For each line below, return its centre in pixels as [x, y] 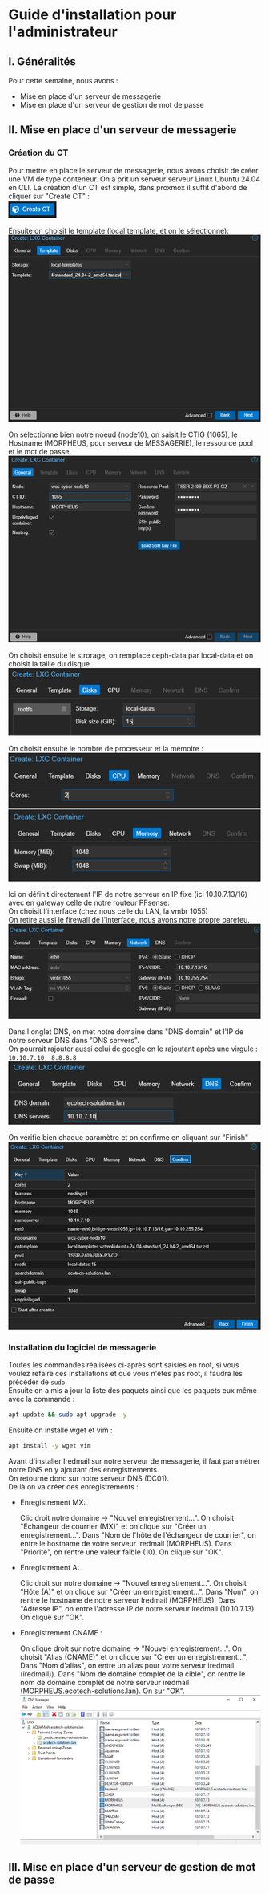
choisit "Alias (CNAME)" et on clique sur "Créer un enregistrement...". [134, 1657]
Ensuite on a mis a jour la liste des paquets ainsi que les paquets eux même [133, 1391]
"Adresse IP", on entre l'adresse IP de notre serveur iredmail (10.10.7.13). [138, 1609]
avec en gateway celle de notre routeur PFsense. [89, 902]
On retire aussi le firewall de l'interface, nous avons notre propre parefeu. [129, 919]
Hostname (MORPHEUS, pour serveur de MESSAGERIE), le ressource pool [131, 443]
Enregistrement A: [50, 1568]
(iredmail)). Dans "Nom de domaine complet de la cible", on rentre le [132, 1674]
